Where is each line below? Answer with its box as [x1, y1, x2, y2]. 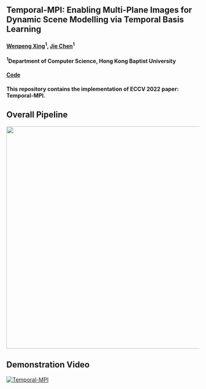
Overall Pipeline [6, 110, 68, 120]
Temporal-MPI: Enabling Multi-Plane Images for [6, 5, 193, 15]
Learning [6, 24, 42, 34]
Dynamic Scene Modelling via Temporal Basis [6, 15, 185, 25]
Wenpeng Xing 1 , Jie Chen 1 [6, 41, 75, 50]
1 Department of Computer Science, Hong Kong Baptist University [6, 56, 177, 64]
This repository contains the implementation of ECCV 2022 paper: [6, 85, 179, 93]
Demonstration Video [6, 360, 90, 370]
